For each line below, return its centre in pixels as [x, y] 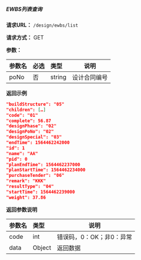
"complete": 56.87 [29, 121]
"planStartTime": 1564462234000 [46, 170]
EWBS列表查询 [24, 9]
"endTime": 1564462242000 [38, 143]
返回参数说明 [22, 209]
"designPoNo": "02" [30, 132]
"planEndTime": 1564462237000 [43, 164]
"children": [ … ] [26, 110]
